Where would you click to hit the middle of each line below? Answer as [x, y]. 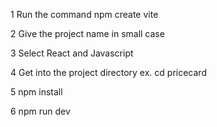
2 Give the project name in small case [87, 33]
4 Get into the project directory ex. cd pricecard [108, 72]
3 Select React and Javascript [72, 53]
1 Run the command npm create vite [84, 14]
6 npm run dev [40, 111]
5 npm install [36, 92]
